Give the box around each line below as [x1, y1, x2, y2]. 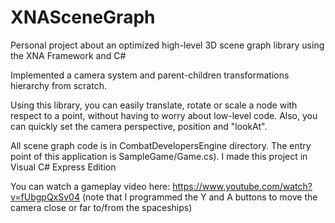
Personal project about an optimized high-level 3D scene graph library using [10, 39, 325, 51]
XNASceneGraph [10, 6, 156, 29]
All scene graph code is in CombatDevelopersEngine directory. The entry [10, 139, 312, 151]
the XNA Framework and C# [10, 49, 127, 61]
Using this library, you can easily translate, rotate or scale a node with [10, 99, 298, 111]
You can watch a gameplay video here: [10, 180, 171, 192]
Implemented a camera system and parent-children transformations [10, 69, 290, 81]
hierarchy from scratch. [10, 79, 107, 91]
